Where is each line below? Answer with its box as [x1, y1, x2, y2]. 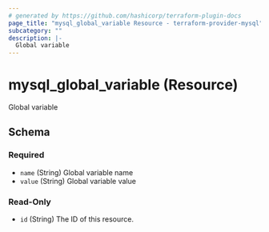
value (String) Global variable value [19, 176, 136, 186]
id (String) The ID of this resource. [19, 214, 134, 224]
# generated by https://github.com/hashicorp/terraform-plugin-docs [8, 11, 242, 20]
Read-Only [8, 196, 52, 207]
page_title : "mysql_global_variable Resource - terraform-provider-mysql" [8, 19, 263, 27]
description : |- [8, 34, 62, 42]
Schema [8, 126, 50, 139]
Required [8, 150, 45, 161]
